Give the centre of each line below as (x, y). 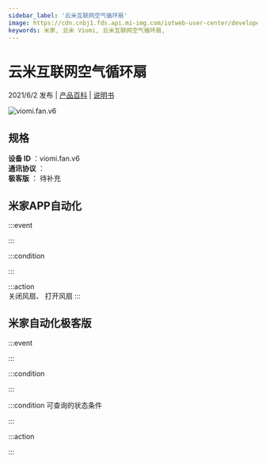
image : (19, 23)
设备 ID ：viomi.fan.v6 (44, 158)
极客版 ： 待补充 (34, 178)
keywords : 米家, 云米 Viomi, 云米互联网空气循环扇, (87, 30)
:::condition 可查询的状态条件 (55, 405)
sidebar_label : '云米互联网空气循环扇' (68, 15)
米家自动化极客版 (50, 323)
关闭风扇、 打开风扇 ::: (44, 296)
